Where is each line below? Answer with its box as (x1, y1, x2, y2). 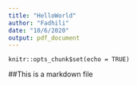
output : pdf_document (8, 33, 80, 42)
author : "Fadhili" (8, 19, 69, 27)
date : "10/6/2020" (8, 26, 69, 34)
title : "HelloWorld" (8, 11, 77, 20)
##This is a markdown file (8, 69, 93, 79)
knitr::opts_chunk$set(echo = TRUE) (8, 56, 130, 64)
